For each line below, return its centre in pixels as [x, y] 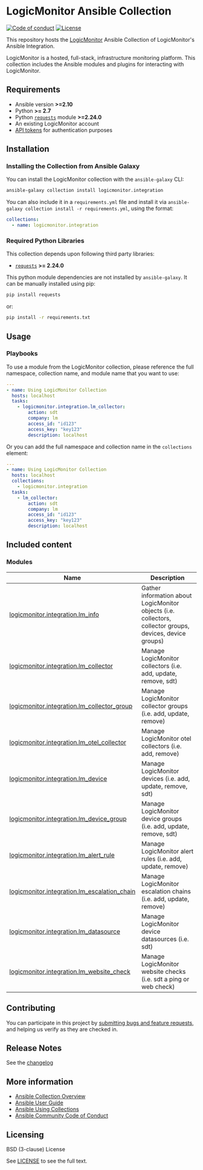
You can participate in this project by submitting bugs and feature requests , [100, 1023]
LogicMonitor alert [167, 851]
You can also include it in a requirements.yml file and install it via [87, 202]
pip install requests [34, 295]
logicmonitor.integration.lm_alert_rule [62, 855]
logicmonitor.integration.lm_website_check [70, 971]
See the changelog [30, 1063]
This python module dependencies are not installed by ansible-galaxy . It [97, 277]
